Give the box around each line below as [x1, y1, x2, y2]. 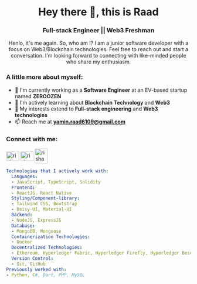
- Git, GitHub [11, 261, 46, 267]
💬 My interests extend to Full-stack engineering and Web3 [14, 105, 158, 112]
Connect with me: [6, 135, 58, 143]
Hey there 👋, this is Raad [38, 5, 159, 19]
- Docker [11, 239, 33, 245]
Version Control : [11, 256, 54, 262]
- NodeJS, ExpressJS [11, 217, 62, 223]
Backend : [11, 212, 33, 218]
